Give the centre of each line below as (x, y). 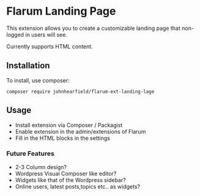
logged (15, 34)
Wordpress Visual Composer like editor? (66, 173)
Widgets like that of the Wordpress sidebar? (71, 180)
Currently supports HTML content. (50, 46)
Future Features (31, 154)
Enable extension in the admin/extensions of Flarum (80, 131)
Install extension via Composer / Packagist (69, 125)
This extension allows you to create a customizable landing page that (93, 28)
